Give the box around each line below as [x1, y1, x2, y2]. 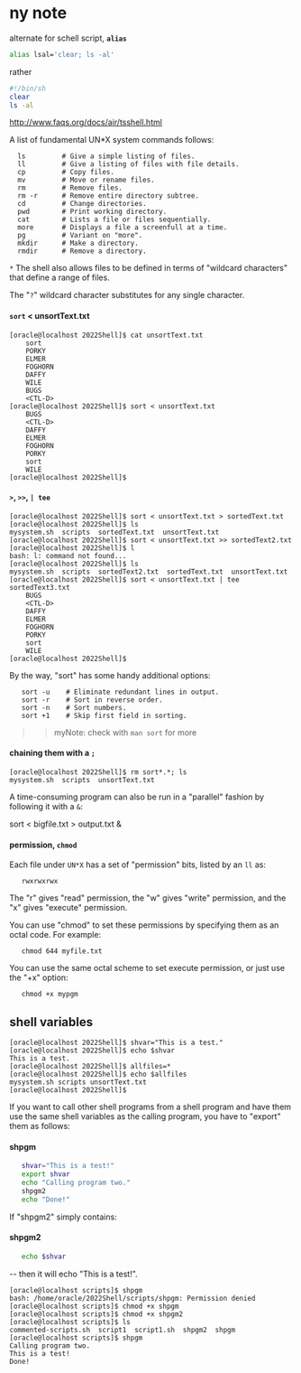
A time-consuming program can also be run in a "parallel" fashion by [9, 791, 264, 802]
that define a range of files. [9, 272, 110, 283]
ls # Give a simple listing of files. [17, 152, 196, 161]
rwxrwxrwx [21, 877, 59, 886]
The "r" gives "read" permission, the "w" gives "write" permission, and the [9, 892, 287, 903]
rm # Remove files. [17, 183, 123, 192]
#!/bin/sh [9, 84, 47, 93]
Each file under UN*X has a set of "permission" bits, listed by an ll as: [9, 859, 266, 870]
